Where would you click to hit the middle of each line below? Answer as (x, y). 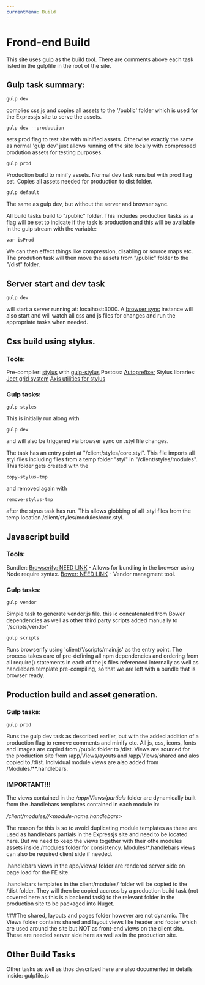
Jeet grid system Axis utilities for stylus (56, 378)
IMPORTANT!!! (28, 784)
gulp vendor (21, 603)
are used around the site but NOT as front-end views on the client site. (95, 929)
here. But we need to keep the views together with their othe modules (94, 841)
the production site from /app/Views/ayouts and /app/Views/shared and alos (103, 756)
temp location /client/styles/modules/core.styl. (65, 518)
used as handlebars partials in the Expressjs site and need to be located (97, 834)
